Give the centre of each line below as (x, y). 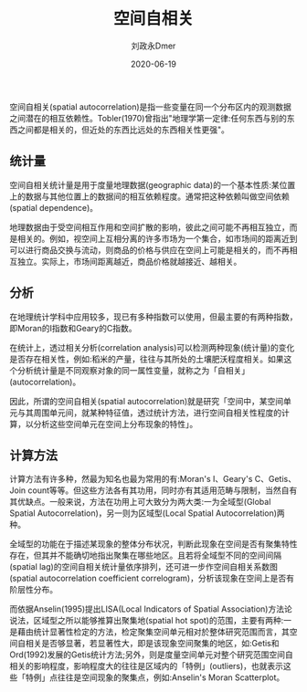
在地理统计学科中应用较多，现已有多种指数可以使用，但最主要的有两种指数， (153, 317)
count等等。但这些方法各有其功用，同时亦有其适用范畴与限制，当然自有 (162, 490)
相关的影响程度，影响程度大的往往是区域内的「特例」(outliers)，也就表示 (147, 666)
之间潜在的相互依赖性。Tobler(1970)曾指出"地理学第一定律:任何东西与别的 (148, 118)
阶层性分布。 (33, 590)
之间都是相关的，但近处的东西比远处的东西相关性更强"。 (123, 130)
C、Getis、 (275, 479)
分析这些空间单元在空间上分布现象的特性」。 (116, 424)
